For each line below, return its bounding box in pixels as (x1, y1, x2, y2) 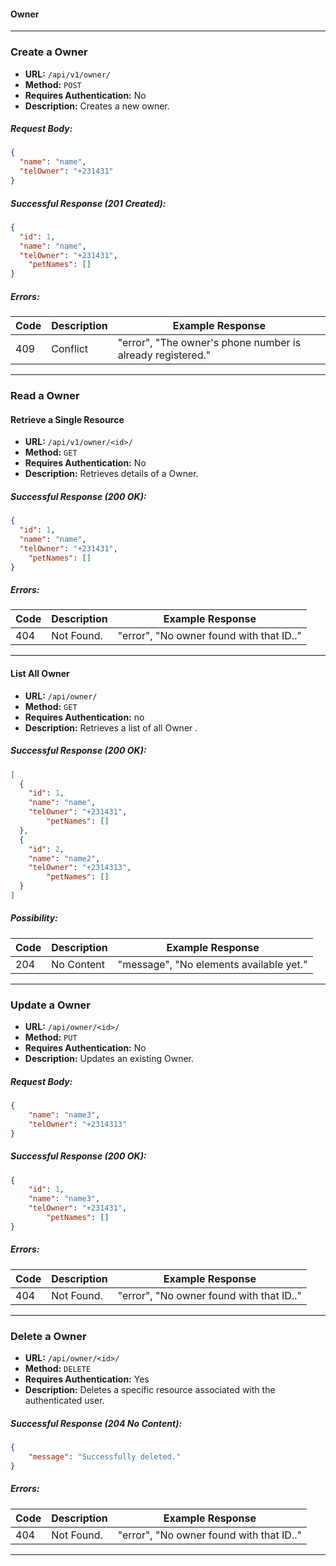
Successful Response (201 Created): (10, 197, 167, 209)
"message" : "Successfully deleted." (28, 1451, 182, 1462)
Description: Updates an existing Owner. (24, 1053, 195, 1065)
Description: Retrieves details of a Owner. (24, 468, 199, 480)
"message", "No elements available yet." (117, 957, 308, 971)
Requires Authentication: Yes (24, 1373, 150, 1385)
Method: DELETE (24, 1363, 92, 1375)
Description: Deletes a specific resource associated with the (24, 1384, 276, 1396)
